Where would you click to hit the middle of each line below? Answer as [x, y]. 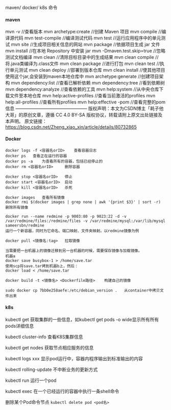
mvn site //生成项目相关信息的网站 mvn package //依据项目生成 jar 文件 [86, 45]
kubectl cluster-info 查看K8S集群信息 [44, 337]
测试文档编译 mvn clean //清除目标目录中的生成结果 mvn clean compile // [82, 57]
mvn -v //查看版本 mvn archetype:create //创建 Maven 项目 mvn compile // [83, 32]
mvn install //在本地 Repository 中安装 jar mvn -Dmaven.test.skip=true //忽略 [86, 51]
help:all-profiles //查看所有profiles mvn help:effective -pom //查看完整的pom [86, 102]
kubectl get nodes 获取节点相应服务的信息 [50, 347]
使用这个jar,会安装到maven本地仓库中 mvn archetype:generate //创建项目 [82, 76]
